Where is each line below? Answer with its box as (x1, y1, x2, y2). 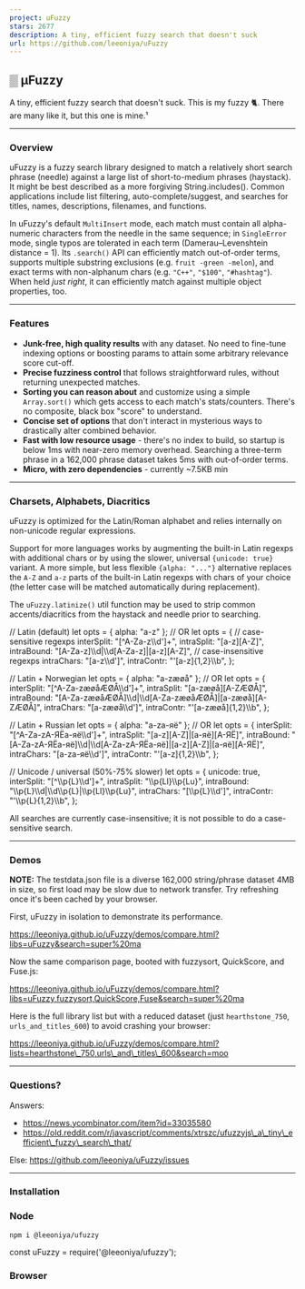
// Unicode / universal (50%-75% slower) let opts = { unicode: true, (9, 766, 261, 777)
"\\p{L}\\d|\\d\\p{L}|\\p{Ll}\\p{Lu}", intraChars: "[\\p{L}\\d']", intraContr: (9, 785, 274, 796)
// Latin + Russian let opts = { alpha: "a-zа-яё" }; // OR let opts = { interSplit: (9, 720, 292, 730)
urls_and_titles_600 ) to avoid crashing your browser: (9, 1021, 211, 1032)
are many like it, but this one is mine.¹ (9, 110, 148, 121)
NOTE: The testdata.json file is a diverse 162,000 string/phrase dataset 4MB (9, 874, 295, 885)
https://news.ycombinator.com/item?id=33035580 (22, 1117, 212, 1128)
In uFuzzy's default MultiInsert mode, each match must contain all (9, 218, 261, 229)
